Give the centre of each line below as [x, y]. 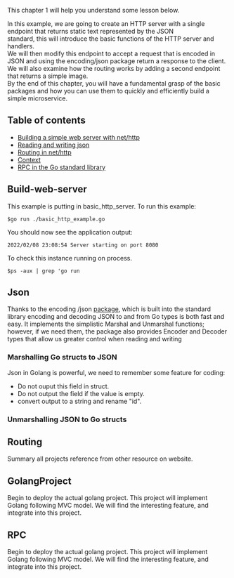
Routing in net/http [44, 152]
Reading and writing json [53, 145]
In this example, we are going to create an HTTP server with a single [106, 24]
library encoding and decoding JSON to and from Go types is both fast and [116, 317]
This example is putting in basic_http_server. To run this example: [102, 206]
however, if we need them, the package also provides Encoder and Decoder [117, 331]
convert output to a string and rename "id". [79, 401]
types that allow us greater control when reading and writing [95, 339]
